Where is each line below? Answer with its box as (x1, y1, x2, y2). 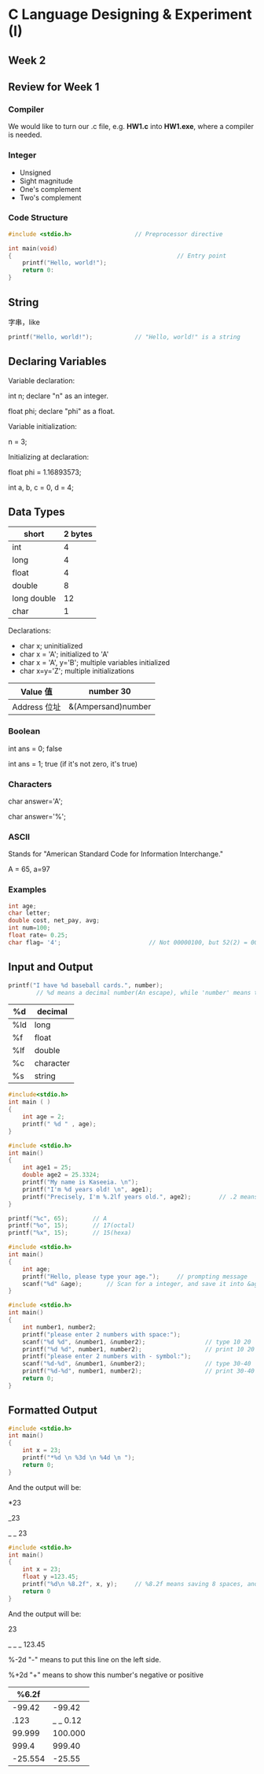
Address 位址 (12, 702, 61, 713)
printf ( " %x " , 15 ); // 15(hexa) (8, 1229, 132, 1237)
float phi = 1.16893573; (8, 467, 82, 477)
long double (12, 593, 57, 604)
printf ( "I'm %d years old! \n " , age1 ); (22, 1185, 153, 1193)
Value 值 (20, 686, 53, 697)
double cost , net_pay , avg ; (8, 917, 101, 925)
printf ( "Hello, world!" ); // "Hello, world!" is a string (8, 333, 241, 341)
